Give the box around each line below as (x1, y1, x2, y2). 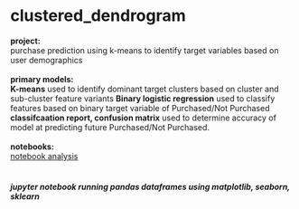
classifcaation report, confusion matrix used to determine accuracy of (10, 112, 276, 123)
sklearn (10, 191, 40, 202)
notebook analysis (10, 150, 79, 161)
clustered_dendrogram (10, 5, 186, 26)
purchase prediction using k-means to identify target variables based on (10, 44, 279, 55)
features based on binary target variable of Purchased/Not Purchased (10, 102, 270, 113)
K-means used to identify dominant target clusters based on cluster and (10, 83, 279, 94)
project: (10, 35, 41, 46)
